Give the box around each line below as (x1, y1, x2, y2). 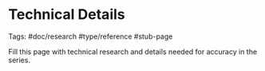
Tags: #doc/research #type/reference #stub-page (8, 32, 173, 41)
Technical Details (8, 6, 125, 24)
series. (8, 55, 30, 65)
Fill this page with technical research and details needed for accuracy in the (8, 47, 258, 56)
